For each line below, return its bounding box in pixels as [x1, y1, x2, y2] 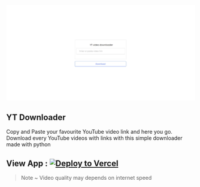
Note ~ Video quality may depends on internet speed [20, 174, 152, 182]
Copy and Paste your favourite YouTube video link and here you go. [6, 128, 172, 135]
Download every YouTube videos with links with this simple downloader [6, 134, 183, 142]
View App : [6, 158, 48, 168]
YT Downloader [6, 112, 66, 122]
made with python [6, 141, 51, 148]
